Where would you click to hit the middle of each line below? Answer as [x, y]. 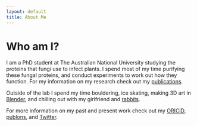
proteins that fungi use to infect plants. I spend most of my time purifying [96, 69]
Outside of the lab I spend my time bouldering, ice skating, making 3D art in [99, 93]
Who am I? [33, 46]
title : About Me [26, 17]
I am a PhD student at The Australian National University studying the [91, 63]
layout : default [26, 12]
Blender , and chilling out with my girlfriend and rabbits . [74, 99]
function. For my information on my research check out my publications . [95, 82]
